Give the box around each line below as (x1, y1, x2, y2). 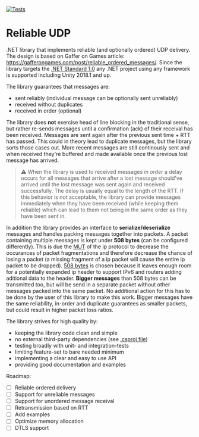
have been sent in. (20, 212, 67, 220)
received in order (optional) (14, 107, 82, 114)
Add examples (14, 411, 50, 418)
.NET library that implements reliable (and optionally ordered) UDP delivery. (6, 46, 191, 53)
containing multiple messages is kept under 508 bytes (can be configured (6, 236, 188, 244)
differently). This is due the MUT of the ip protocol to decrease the (6, 243, 169, 250)
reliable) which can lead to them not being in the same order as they (20, 206, 188, 213)
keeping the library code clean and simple (14, 329, 118, 336)
